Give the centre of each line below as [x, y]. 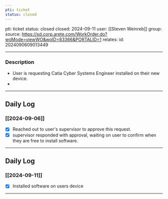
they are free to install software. [45, 140]
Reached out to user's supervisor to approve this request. [72, 129]
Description [20, 62]
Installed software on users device [48, 186]
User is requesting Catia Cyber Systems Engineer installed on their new [86, 73]
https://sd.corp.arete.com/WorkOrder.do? [64, 34]
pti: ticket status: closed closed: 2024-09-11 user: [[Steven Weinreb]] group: [83, 28]
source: [13, 34]
